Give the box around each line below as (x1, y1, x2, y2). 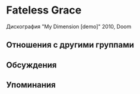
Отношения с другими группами (6, 40, 135, 50)
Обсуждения (6, 60, 57, 70)
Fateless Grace (6, 4, 82, 17)
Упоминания (6, 80, 56, 90)
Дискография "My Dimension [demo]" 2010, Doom (6, 23, 132, 30)
